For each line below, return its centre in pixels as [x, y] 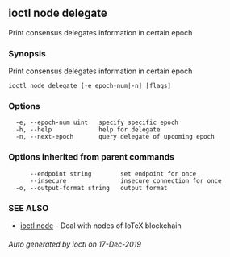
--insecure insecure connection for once [125, 180]
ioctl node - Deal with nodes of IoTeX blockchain [100, 226]
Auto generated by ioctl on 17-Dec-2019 [75, 244]
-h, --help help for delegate [88, 130]
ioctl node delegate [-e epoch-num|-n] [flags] [90, 86]
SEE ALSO [29, 208]
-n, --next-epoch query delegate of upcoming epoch [115, 137]
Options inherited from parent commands [92, 157]
